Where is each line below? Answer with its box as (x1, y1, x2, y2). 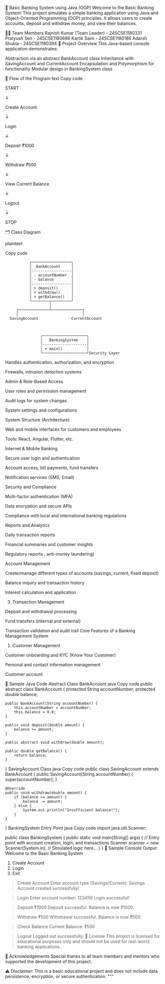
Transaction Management (12, 599, 65, 605)
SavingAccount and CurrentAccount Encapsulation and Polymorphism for (5, 61, 155, 66)
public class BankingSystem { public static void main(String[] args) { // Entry (5, 835, 160, 841)
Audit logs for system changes (5, 398, 67, 403)
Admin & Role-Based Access (5, 378, 63, 384)
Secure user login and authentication (5, 455, 80, 461)
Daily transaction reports (5, 532, 55, 538)
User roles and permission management (5, 388, 87, 394)
